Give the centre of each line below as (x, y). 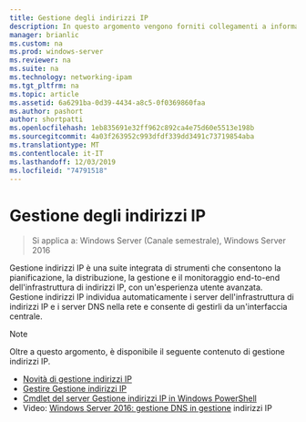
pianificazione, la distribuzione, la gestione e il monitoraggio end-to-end (145, 278)
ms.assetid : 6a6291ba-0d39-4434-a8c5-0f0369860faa (107, 103)
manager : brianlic (44, 35)
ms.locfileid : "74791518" (58, 170)
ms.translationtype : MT (55, 145)
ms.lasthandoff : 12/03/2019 (63, 162)
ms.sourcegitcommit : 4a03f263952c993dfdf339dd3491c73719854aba (132, 137)
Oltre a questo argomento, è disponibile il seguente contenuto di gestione (147, 352)
